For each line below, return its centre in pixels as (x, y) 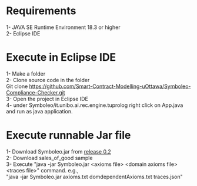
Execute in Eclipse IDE (61, 58)
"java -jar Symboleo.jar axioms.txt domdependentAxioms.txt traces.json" (95, 177)
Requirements (41, 11)
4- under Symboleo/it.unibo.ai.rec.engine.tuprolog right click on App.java (95, 105)
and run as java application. (39, 111)
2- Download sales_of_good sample (49, 158)
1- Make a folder (26, 74)
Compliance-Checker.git (36, 92)
